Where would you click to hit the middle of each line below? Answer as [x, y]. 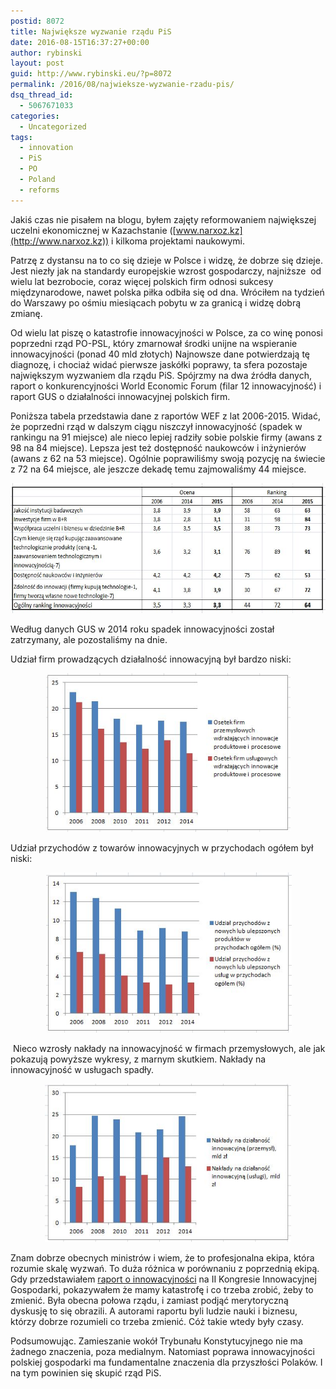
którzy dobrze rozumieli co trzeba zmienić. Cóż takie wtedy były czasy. [157, 1321]
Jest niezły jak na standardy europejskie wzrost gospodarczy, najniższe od [166, 271]
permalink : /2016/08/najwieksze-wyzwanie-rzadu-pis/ [122, 85]
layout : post [37, 63]
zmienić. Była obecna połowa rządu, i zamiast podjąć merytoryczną [149, 1300]
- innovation [46, 148]
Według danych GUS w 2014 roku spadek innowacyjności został [142, 629]
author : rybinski [46, 53]
